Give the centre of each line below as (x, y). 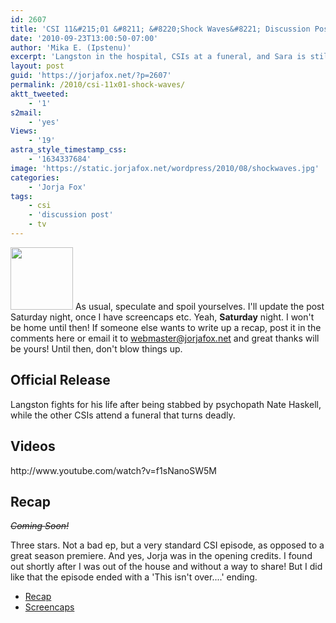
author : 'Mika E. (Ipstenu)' (71, 47)
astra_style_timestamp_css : (69, 150)
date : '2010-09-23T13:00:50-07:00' (84, 38)
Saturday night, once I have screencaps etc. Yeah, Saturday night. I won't (162, 317)
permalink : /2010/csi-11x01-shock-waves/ (98, 85)
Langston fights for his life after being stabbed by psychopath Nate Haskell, (166, 404)
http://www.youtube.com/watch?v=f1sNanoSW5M (113, 470)
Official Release (60, 380)
